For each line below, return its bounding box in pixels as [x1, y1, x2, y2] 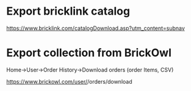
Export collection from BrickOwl [6, 46, 172, 60]
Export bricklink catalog [6, 4, 130, 18]
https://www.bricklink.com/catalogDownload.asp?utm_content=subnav [6, 24, 185, 32]
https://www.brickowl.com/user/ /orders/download [6, 78, 132, 85]
